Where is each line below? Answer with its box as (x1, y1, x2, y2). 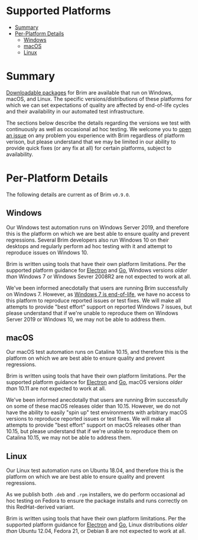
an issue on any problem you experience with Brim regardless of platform (6, 132, 185, 139)
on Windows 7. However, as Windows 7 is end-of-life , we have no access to (6, 291, 191, 298)
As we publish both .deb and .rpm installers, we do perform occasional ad (6, 491, 185, 498)
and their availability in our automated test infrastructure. (6, 108, 145, 115)
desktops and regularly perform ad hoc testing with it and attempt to (6, 242, 173, 249)
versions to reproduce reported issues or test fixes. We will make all (6, 415, 171, 422)
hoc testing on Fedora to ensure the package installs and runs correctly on (6, 497, 188, 505)
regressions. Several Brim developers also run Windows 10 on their (6, 236, 170, 243)
